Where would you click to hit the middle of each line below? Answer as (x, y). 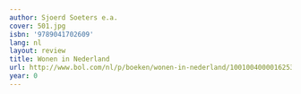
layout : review (38, 51)
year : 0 (24, 76)
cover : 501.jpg (38, 26)
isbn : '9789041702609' (52, 34)
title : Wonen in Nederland (60, 59)
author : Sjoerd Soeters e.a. (64, 17)
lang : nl (26, 43)
